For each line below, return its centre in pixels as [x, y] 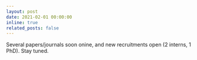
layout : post [22, 11]
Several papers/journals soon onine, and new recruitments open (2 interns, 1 [98, 45]
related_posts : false [33, 28]
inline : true [22, 22]
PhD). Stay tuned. [27, 51]
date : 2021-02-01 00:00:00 [39, 17]
